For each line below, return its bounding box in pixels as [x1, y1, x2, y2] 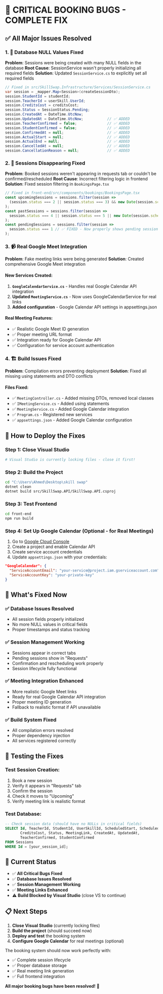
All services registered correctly [12, 738, 76, 744]
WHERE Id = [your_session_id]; [5, 844, 68, 849]
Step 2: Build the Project [5, 469, 63, 476]
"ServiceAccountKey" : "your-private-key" [9, 573, 95, 577]
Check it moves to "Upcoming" [12, 793, 74, 799]
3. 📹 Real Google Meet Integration [5, 243, 87, 250]
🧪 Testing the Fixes [5, 752, 64, 760]
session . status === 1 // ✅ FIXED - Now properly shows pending [9, 227, 141, 232]
